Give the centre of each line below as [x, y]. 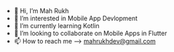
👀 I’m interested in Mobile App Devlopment [76, 18]
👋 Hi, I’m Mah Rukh [41, 11]
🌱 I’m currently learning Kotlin [56, 26]
